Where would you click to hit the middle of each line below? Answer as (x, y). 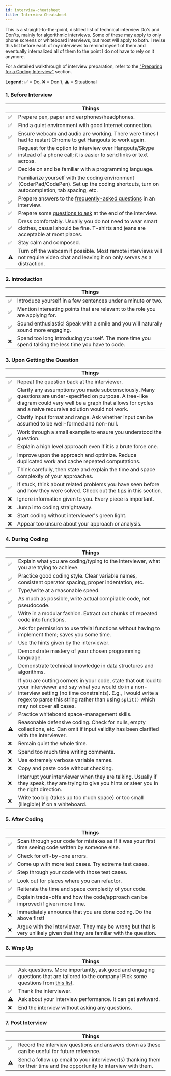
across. (27, 161)
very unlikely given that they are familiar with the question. (87, 933)
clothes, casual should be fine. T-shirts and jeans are (82, 228)
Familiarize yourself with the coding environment (76, 178)
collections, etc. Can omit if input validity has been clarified (89, 729)
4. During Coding (27, 539)
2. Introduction (24, 279)
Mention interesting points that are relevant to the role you (87, 309)
